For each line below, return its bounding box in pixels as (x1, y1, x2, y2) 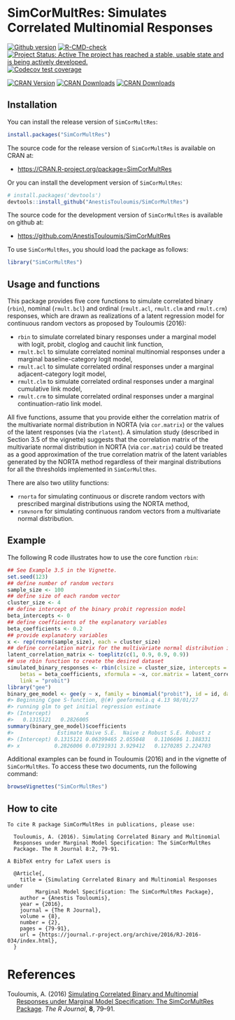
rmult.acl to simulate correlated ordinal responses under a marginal (17, 362, 215, 371)
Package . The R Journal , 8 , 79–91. (16, 1005, 115, 1013)
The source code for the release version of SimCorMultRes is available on (7, 143, 215, 152)
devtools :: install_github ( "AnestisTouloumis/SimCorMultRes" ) (7, 198, 190, 206)
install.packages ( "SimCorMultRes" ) (7, 131, 111, 138)
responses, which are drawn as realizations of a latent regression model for (7, 312, 225, 320)
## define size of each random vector (7, 593, 120, 600)
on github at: (7, 218, 44, 227)
